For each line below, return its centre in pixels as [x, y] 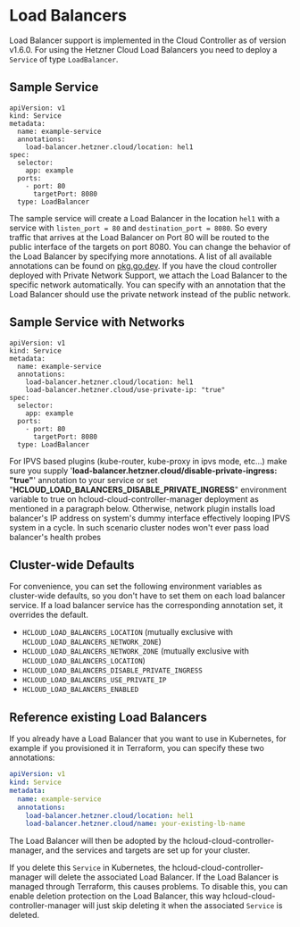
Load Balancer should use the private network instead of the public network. [150, 294]
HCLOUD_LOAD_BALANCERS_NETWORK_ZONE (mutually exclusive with [136, 651]
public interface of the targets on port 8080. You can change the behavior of [150, 246]
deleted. [25, 915]
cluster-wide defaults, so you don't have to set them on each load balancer [147, 596]
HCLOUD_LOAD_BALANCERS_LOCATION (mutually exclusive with [128, 632]
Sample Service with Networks [97, 322]
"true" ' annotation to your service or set [83, 480]
